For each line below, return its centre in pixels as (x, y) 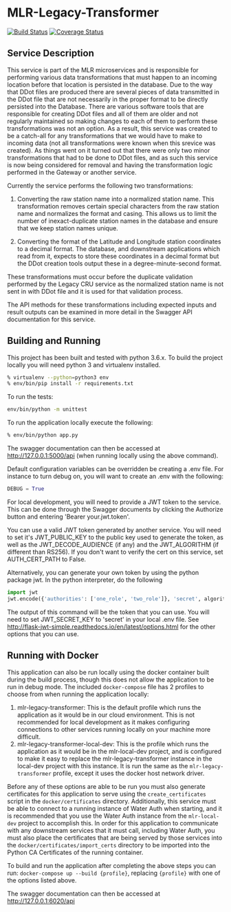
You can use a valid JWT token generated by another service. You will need (114, 530)
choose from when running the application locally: (78, 694)
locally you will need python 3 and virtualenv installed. (84, 365)
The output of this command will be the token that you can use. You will (108, 612)
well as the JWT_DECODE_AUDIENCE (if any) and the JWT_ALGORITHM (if (113, 544)
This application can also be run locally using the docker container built (108, 672)
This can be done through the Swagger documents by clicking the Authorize (115, 509)
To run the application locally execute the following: (80, 423)
